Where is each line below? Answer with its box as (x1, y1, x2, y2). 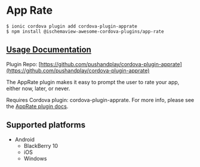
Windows (23, 154, 47, 162)
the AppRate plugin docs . (6, 103, 69, 110)
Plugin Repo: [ (6, 60, 41, 67)
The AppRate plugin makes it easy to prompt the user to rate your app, (6, 78, 180, 85)
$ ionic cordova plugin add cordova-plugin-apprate (6, 23, 137, 29)
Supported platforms (6, 120, 85, 130)
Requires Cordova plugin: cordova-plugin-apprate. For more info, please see (6, 96, 195, 103)
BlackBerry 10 (23, 142, 59, 149)
